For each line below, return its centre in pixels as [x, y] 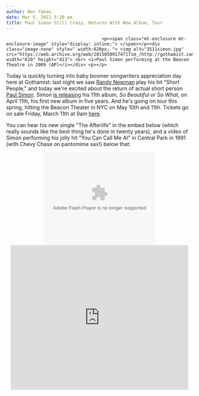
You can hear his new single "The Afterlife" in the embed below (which [92, 125]
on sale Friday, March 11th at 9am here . [54, 114]
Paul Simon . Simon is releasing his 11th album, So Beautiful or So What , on [97, 95]
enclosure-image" [28, 44]
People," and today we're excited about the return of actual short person [94, 88]
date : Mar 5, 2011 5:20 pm [39, 17]
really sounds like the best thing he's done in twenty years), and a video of [97, 132]
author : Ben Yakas [29, 12]
